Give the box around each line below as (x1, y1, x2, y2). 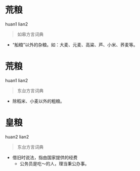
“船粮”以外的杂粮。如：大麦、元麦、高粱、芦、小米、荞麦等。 (12, 41, 138, 47)
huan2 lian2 (5, 134, 29, 139)
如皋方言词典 (17, 31, 44, 37)
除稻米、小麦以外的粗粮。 (12, 98, 65, 104)
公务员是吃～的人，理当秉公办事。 (19, 161, 90, 167)
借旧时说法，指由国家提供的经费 (12, 154, 78, 160)
